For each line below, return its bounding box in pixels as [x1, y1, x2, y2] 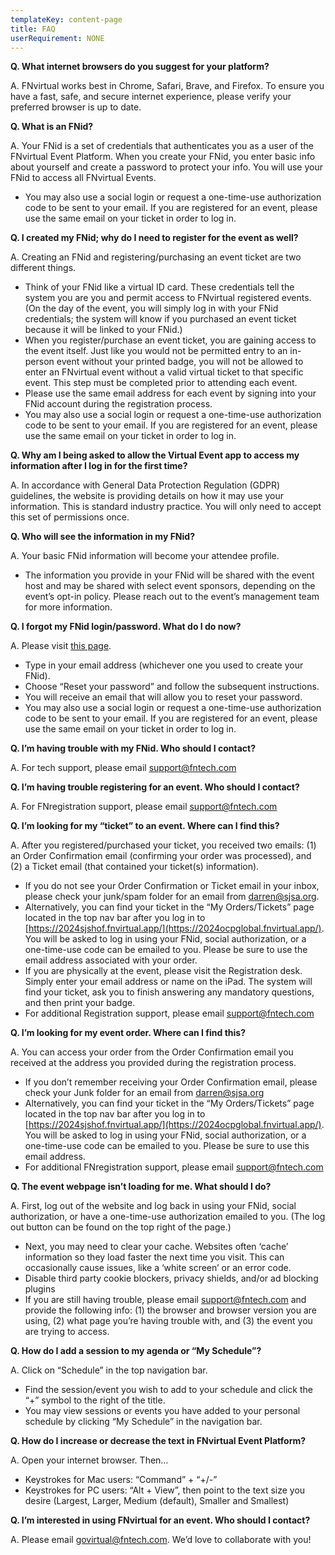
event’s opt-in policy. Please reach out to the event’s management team [24, 591, 320, 603]
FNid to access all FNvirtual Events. [10, 172, 157, 184]
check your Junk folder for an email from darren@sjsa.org [24, 1087, 265, 1099]
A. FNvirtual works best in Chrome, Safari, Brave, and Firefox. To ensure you [10, 80, 325, 92]
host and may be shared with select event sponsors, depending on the [24, 580, 316, 592]
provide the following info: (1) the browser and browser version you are [24, 1304, 318, 1316]
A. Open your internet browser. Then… [10, 1454, 169, 1466]
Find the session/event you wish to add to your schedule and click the [24, 1384, 313, 1396]
